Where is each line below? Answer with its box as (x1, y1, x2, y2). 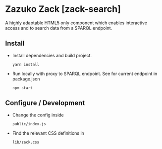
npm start (12, 85, 33, 90)
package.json (12, 75, 41, 82)
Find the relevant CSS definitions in (12, 130, 84, 136)
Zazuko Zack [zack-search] (5, 3, 121, 15)
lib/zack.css (12, 140, 40, 145)
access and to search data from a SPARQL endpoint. (5, 25, 112, 31)
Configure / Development (5, 99, 85, 107)
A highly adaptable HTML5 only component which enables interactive (5, 20, 148, 26)
